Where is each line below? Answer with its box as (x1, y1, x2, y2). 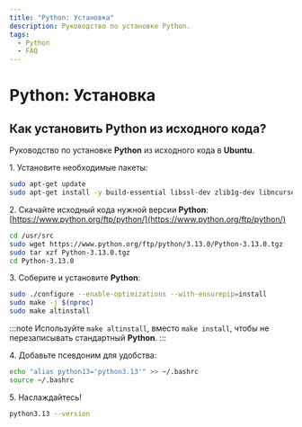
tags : (9, 30, 30, 39)
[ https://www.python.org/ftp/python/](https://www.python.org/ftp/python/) (9, 213, 286, 225)
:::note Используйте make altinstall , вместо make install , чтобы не (9, 323, 270, 334)
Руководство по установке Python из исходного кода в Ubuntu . (9, 145, 254, 156)
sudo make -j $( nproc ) (9, 298, 94, 307)
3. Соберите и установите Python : (9, 272, 141, 283)
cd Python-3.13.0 (9, 256, 75, 265)
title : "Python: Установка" (9, 13, 115, 22)
